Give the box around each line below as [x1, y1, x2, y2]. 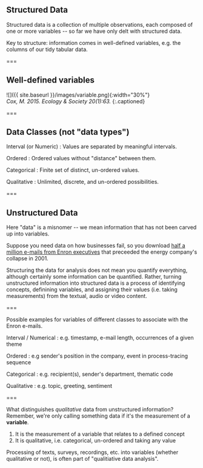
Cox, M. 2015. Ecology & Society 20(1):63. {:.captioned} [6, 97, 145, 105]
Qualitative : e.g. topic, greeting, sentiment [6, 382, 113, 390]
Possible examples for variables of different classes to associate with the [6, 316, 188, 324]
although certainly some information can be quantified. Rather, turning [6, 273, 182, 280]
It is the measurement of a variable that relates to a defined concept [15, 430, 185, 438]
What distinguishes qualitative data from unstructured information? [6, 406, 174, 413]
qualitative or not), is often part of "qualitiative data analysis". [6, 455, 159, 463]
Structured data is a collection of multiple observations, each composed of [6, 21, 193, 28]
